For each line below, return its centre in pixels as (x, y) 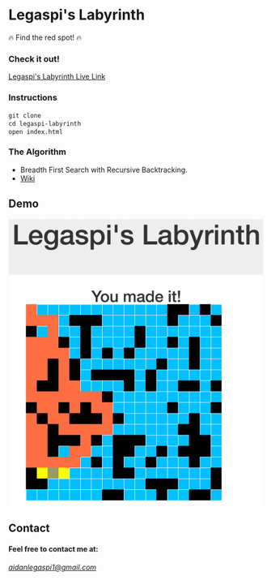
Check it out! (34, 58)
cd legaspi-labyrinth (45, 123)
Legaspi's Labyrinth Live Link (57, 77)
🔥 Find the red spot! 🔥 (45, 37)
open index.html (36, 131)
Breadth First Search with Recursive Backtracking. (104, 170)
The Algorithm (38, 152)
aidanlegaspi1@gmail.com (53, 567)
